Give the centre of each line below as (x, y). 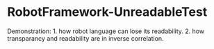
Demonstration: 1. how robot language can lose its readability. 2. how (106, 31)
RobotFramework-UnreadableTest (107, 12)
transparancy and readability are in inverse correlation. (86, 38)
